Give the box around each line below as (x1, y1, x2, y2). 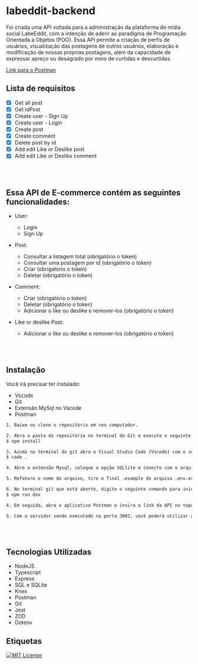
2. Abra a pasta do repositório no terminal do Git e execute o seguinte (6, 432, 192, 439)
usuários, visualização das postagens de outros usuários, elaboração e (6, 42, 179, 50)
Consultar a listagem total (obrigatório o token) (23, 253, 137, 260)
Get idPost (14, 106, 41, 113)
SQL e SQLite (14, 581, 48, 589)
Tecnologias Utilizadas (6, 547, 92, 557)
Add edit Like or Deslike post (14, 146, 85, 153)
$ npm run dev (6, 491, 41, 498)
